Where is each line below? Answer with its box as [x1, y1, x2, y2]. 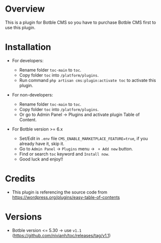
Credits [5, 173, 35, 184]
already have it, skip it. [19, 141, 64, 146]
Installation [5, 42, 51, 53]
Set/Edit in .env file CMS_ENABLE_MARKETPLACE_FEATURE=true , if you [19, 135, 148, 141]
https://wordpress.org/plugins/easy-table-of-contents [12, 194, 120, 200]
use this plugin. [5, 24, 35, 30]
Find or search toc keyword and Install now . [19, 151, 110, 157]
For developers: [12, 57, 44, 64]
